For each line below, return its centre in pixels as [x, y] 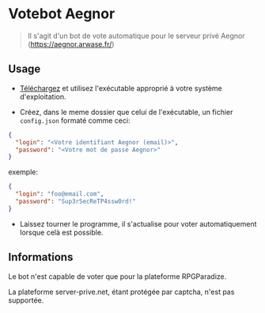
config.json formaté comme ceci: [75, 120]
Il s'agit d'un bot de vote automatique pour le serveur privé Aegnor [136, 36]
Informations [41, 257]
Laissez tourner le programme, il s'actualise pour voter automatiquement [138, 223]
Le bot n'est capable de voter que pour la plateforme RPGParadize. [117, 276]
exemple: [23, 172]
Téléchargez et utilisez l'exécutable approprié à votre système [121, 88]
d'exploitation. [43, 97]
